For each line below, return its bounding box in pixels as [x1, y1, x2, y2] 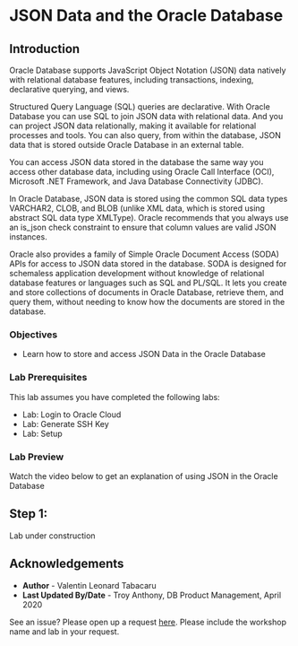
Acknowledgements [9, 556, 124, 572]
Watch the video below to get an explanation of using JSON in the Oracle [9, 470, 279, 481]
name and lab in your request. [9, 625, 120, 637]
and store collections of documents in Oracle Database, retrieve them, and [9, 287, 285, 297]
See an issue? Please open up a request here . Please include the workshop [9, 616, 287, 627]
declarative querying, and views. [9, 84, 130, 94]
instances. [9, 231, 47, 242]
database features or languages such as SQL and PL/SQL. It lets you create [9, 277, 287, 288]
